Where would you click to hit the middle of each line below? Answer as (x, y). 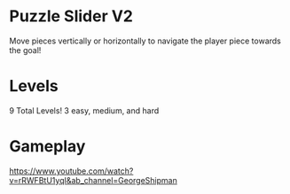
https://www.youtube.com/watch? (71, 171)
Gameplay (47, 147)
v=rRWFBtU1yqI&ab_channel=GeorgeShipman (93, 180)
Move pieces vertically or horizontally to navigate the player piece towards (145, 41)
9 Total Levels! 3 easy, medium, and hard (84, 110)
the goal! (25, 50)
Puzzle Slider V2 (71, 16)
